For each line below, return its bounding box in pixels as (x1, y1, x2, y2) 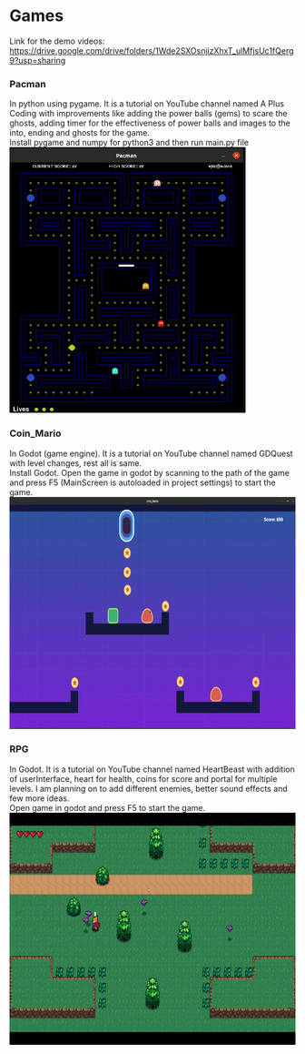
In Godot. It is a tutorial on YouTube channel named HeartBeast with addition (9, 764, 295, 775)
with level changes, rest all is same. (9, 457, 143, 469)
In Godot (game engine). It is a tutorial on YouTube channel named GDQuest (9, 448, 293, 459)
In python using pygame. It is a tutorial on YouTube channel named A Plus (9, 98, 284, 109)
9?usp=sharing (9, 55, 66, 66)
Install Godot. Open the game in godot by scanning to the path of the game (9, 467, 290, 478)
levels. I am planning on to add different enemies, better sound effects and (9, 783, 288, 794)
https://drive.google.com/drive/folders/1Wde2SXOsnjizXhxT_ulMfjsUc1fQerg (9, 45, 294, 56)
